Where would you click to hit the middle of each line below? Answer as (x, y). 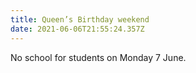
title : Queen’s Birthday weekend (80, 19)
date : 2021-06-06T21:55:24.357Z (77, 29)
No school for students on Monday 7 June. (98, 57)
